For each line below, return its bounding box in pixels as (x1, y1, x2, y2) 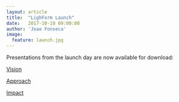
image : (6, 32, 23, 38)
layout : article (6, 8, 47, 15)
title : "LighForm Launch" (6, 15, 75, 21)
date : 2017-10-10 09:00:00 (6, 20, 80, 26)
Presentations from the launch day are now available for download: (6, 54, 174, 61)
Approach (6, 77, 32, 84)
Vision (6, 66, 22, 73)
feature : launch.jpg (12, 37, 64, 43)
